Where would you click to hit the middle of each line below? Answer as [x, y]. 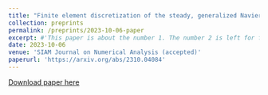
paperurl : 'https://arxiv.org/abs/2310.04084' [87, 60]
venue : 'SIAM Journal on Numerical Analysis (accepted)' [105, 52]
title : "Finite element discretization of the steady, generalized [123, 15]
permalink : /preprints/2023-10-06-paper [77, 30]
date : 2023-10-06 [37, 45]
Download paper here [44, 82]
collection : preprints [46, 23]
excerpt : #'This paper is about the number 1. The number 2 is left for [132, 38]
